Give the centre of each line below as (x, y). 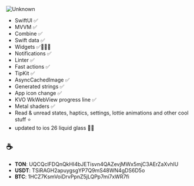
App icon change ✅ (38, 93)
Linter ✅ (25, 60)
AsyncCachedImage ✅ (42, 80)
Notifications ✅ (33, 53)
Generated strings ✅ (39, 86)
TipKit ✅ (25, 73)
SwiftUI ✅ (26, 20)
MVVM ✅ (26, 27)
